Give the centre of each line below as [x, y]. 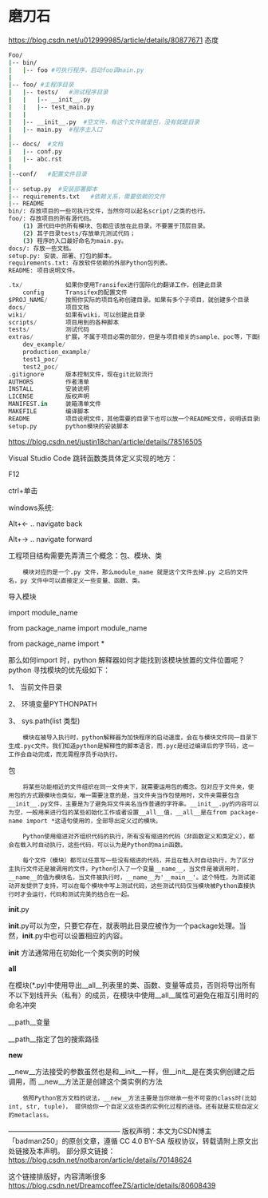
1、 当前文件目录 [35, 687]
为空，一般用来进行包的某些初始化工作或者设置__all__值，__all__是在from [118, 812]
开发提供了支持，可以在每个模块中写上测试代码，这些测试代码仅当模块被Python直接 [132, 886]
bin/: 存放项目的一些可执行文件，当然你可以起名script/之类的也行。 [109, 211]
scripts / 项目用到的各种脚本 [64, 322]
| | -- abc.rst [35, 159]
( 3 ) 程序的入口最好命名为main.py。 [75, 241]
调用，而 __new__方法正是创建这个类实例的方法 [86, 1081]
